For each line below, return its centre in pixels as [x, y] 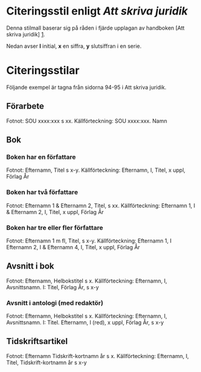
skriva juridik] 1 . [26, 34]
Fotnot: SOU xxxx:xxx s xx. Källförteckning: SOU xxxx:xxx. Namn [87, 121]
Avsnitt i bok [30, 266]
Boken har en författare [41, 157]
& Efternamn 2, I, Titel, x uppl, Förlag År [55, 212]
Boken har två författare [42, 192]
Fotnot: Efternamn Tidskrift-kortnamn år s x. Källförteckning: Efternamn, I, [97, 356]
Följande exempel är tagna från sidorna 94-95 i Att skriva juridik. [86, 87]
